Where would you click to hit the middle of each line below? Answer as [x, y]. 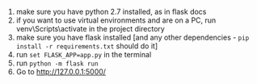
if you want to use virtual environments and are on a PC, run [116, 20]
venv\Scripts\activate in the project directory [91, 29]
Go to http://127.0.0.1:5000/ [61, 71]
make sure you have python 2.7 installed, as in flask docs [111, 12]
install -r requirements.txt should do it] [87, 46]
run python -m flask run [57, 63]
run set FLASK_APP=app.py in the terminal [84, 55]
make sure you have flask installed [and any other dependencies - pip [133, 37]
